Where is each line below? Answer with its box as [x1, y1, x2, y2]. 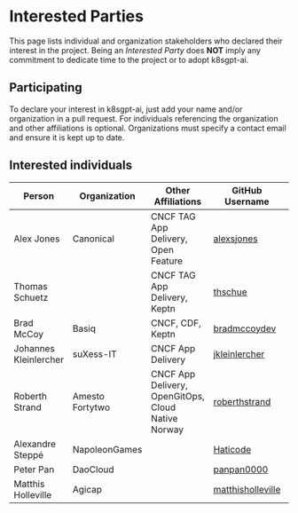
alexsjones [213, 233, 258, 245]
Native [150, 412, 178, 424]
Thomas [13, 280, 48, 292]
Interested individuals [9, 158, 133, 173]
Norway [150, 423, 184, 436]
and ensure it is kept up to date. [9, 131, 125, 143]
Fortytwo [72, 401, 111, 414]
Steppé [13, 448, 44, 461]
